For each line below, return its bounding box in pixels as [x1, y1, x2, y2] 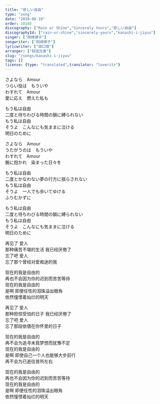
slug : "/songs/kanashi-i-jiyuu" [5, 53, 72, 58]
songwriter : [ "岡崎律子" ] [5, 40, 56, 45]
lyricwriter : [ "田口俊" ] [5, 44, 54, 49]
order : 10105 [5, 21, 32, 26]
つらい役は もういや [5, 83, 48, 89]
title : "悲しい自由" [5, 7, 43, 12]
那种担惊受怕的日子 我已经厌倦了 [5, 311, 72, 317]
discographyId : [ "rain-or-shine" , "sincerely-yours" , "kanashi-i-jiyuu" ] [5, 30, 156, 35]
